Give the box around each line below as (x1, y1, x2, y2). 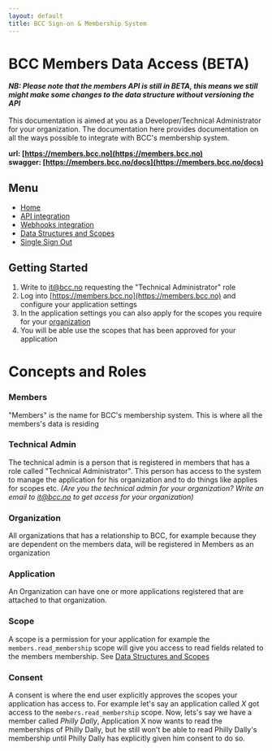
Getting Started (8, 261, 89, 275)
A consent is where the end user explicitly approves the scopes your (8, 690, 238, 700)
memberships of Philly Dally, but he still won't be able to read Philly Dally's (8, 725, 257, 735)
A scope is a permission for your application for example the (8, 634, 210, 644)
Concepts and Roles (8, 362, 147, 381)
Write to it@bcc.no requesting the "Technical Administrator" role (19, 282, 236, 293)
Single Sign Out (19, 237, 73, 247)
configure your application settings (19, 300, 138, 310)
